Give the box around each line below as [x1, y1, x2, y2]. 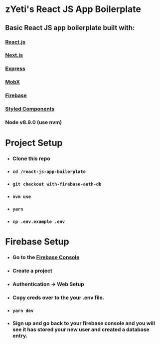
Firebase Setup [5, 236, 69, 247]
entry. [12, 332, 28, 339]
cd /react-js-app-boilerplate [12, 169, 86, 174]
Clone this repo [12, 155, 51, 162]
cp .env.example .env [12, 218, 65, 224]
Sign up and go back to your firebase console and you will [12, 320, 156, 327]
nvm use [12, 193, 31, 199]
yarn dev [12, 307, 34, 313]
